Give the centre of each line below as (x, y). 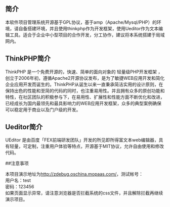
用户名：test (18, 180)
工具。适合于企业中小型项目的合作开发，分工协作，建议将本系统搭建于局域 (87, 35)
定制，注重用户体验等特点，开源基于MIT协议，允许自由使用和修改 (96, 146)
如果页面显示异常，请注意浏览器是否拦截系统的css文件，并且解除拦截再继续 (84, 193)
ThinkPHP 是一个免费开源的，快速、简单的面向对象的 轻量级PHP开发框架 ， (84, 72)
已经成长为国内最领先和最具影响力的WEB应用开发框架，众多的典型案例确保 (83, 103)
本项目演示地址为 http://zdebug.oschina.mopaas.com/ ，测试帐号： (74, 174)
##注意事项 (17, 164)
